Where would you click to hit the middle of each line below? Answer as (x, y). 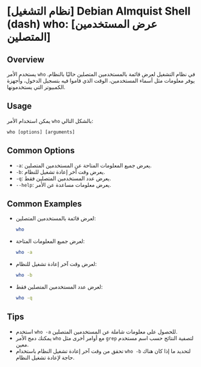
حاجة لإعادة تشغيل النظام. (45, 357)
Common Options (41, 151)
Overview (26, 59)
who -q (24, 298)
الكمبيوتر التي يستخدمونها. (36, 87)
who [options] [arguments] (41, 132)
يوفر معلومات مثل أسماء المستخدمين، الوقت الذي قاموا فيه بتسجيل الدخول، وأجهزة (101, 81)
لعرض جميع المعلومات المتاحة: (50, 241)
